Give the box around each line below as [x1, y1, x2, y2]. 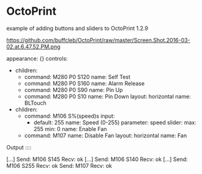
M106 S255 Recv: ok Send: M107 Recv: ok [6, 162, 112, 169]
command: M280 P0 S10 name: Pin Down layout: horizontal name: [24, 93, 191, 100]
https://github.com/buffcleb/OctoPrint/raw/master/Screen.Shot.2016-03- [6, 36, 191, 43]
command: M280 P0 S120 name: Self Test [24, 73, 130, 80]
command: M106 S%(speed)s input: [24, 112, 115, 119]
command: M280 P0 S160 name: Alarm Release [24, 80, 145, 87]
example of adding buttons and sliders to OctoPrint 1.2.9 [6, 25, 149, 32]
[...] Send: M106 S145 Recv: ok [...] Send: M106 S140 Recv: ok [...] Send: [6, 155, 188, 163]
